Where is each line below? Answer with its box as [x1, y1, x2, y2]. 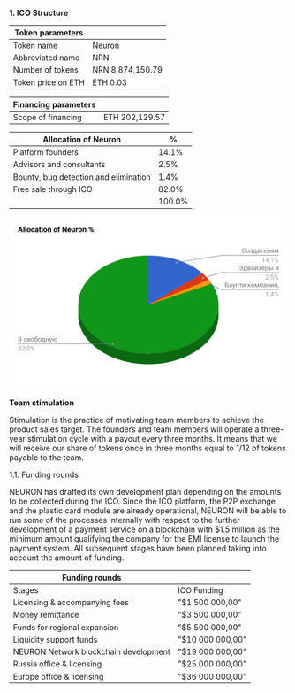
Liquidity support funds [12, 634, 98, 644]
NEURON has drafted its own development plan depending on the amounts [9, 487, 282, 497]
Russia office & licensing [12, 658, 102, 669]
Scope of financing [12, 112, 82, 122]
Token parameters [14, 27, 84, 38]
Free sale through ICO [12, 183, 93, 194]
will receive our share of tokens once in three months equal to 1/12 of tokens [9, 443, 287, 454]
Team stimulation [9, 397, 75, 408]
